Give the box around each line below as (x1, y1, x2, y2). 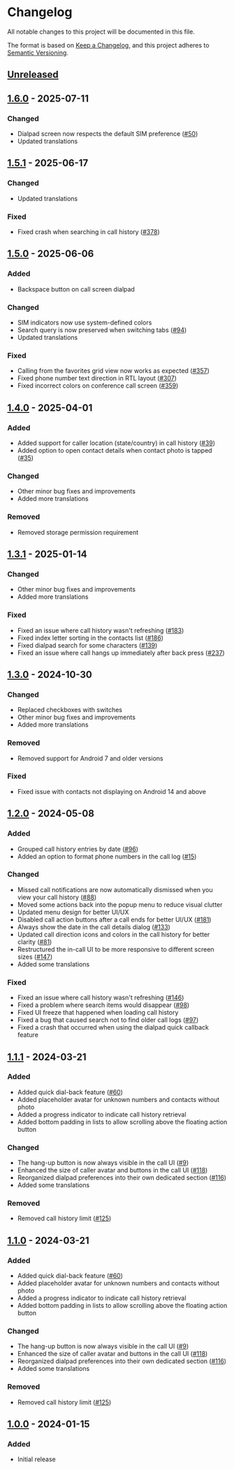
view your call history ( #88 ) (17, 893, 97, 901)
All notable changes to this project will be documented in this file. (7, 27, 196, 36)
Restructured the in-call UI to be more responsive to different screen (17, 945, 214, 953)
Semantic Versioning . (7, 48, 68, 57)
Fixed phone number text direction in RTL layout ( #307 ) (17, 374, 177, 383)
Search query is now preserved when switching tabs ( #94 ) (17, 325, 187, 334)
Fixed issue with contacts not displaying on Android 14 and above (17, 787, 206, 795)
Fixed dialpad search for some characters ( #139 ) (17, 641, 158, 649)
